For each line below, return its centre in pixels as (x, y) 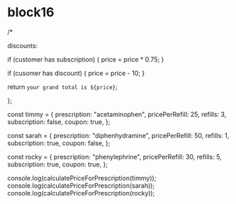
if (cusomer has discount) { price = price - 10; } (76, 73)
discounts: (23, 45)
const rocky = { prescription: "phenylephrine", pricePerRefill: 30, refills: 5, (114, 157)
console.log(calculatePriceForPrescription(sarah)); (81, 186)
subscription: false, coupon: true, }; (59, 122)
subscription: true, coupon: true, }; (58, 164)
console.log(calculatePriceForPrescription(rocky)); (81, 193)
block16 (31, 12)
